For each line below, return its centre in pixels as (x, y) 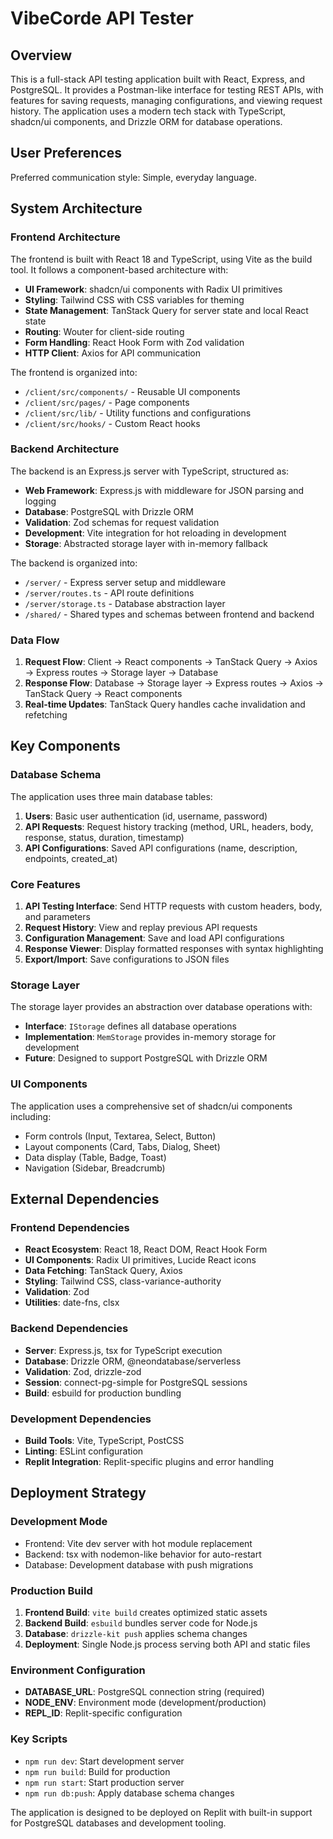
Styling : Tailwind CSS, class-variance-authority (123, 1281)
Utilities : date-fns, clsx (72, 1303)
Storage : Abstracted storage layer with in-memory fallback (146, 543)
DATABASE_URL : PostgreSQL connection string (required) (144, 1692)
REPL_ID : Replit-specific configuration (103, 1713)
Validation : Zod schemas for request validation (122, 522)
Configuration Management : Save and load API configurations (154, 938)
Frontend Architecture (65, 237)
